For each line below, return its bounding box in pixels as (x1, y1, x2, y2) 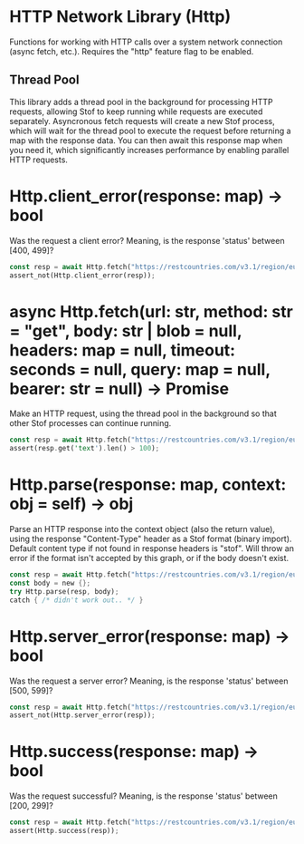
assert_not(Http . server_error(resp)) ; (9, 711, 156, 720)
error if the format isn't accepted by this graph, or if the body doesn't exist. (9, 553, 290, 564)
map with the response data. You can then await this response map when (9, 134, 283, 146)
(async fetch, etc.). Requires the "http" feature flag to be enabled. (9, 45, 254, 56)
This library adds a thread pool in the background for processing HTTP (9, 96, 273, 107)
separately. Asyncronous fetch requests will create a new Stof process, (9, 115, 275, 126)
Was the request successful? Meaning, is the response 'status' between (9, 791, 278, 801)
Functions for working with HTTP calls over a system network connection (9, 36, 283, 47)
